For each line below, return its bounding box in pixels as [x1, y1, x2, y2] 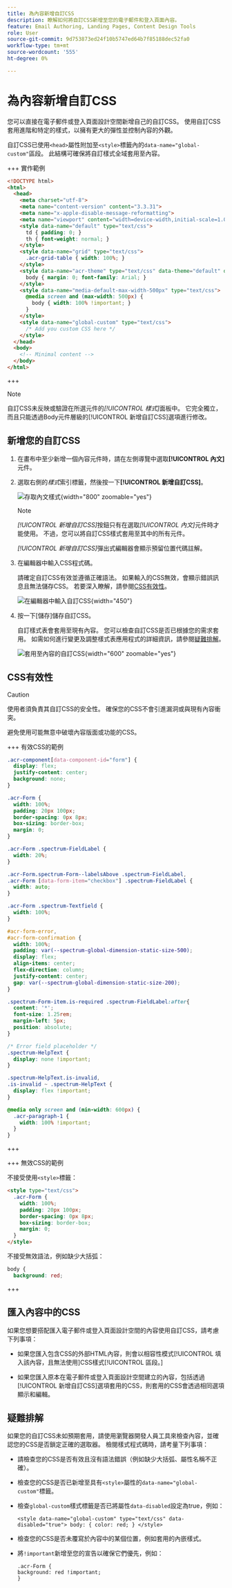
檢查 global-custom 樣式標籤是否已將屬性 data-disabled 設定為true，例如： [17, 1502, 224, 1510]
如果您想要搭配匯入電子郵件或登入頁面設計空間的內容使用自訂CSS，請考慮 [7, 1326, 220, 1334]
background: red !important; [17, 1569, 101, 1576]
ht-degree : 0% [7, 55, 48, 62]
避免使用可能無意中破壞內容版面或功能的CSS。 [7, 728, 141, 736]
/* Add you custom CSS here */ [25, 325, 116, 332]
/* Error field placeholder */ [7, 1043, 97, 1050]
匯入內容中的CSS [7, 1307, 81, 1318]
